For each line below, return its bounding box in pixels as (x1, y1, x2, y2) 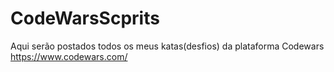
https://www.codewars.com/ (10, 50, 128, 62)
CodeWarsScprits (10, 7, 160, 30)
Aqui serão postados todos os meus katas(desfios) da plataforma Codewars (10, 40, 325, 52)
